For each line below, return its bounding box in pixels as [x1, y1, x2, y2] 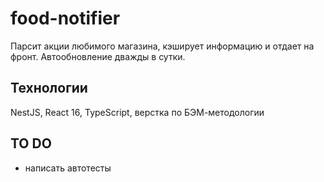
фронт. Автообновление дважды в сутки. [10, 50, 186, 62]
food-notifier [10, 7, 121, 30]
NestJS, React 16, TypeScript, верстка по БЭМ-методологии [10, 106, 265, 118]
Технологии [10, 80, 88, 97]
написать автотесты [24, 162, 112, 174]
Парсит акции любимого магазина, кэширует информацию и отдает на [10, 40, 315, 52]
